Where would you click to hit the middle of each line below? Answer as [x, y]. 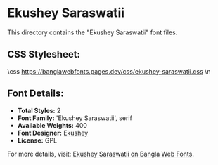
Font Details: [36, 94]
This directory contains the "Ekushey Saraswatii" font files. [92, 32]
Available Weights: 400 [52, 125]
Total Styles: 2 [39, 110]
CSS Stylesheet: [44, 54]
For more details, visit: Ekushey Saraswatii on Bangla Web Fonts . [101, 154]
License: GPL [37, 140]
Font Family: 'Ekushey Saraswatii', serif [75, 118]
